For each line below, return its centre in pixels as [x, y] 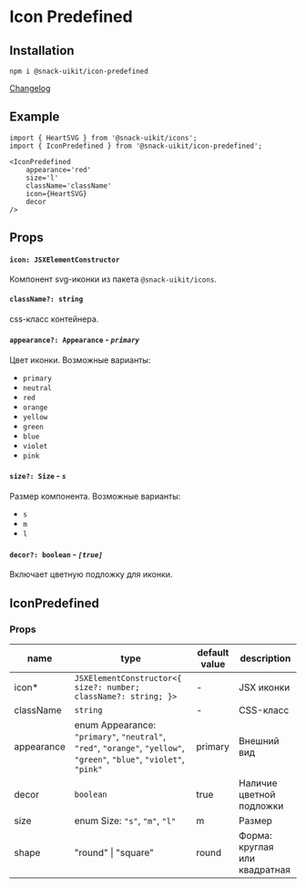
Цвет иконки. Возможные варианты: [80, 360]
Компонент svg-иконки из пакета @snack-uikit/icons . [113, 279]
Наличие [258, 783]
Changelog [30, 88]
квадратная [265, 870]
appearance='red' [59, 170]
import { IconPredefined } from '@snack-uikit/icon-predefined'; [136, 146]
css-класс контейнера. [54, 319]
